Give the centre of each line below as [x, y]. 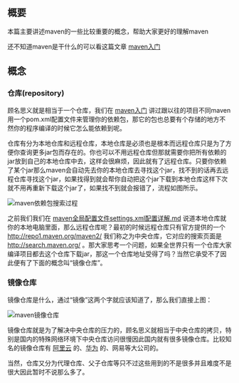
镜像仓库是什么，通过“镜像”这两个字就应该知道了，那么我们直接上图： [110, 300]
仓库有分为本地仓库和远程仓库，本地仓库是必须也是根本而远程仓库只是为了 [116, 143]
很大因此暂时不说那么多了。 [48, 372]
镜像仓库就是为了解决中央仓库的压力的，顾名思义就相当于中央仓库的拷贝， [116, 330]
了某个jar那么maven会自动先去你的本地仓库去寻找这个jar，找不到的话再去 [115, 170]
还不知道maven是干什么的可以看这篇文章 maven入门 [84, 46]
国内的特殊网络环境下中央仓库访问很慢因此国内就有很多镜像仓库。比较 [122, 339]
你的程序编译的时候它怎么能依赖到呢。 [69, 128]
